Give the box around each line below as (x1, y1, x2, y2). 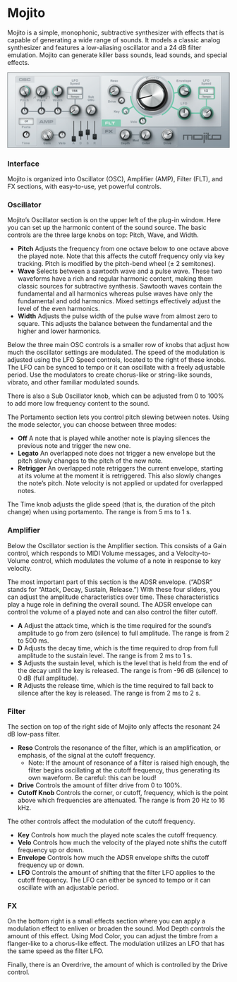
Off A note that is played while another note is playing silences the (17, 434, 210, 442)
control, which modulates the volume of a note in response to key (30, 556, 221, 565)
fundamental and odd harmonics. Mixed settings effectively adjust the (17, 297, 221, 305)
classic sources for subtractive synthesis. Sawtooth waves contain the (17, 282, 222, 291)
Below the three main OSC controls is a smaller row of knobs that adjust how (7, 341, 230, 349)
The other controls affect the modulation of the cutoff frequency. (7, 817, 195, 825)
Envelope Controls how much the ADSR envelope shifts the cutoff (17, 854, 209, 861)
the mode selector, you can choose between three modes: (7, 420, 177, 429)
